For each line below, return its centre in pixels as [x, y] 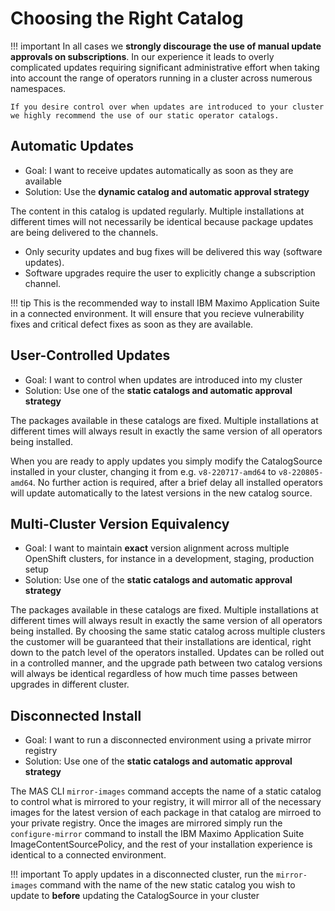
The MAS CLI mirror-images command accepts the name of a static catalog [166, 791]
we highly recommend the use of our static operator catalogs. [145, 115]
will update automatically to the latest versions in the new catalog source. [161, 493]
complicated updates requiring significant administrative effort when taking [165, 67]
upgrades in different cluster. [70, 684]
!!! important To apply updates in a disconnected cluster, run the [142, 874]
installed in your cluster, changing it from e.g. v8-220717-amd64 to [143, 471]
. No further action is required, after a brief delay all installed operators [177, 482]
